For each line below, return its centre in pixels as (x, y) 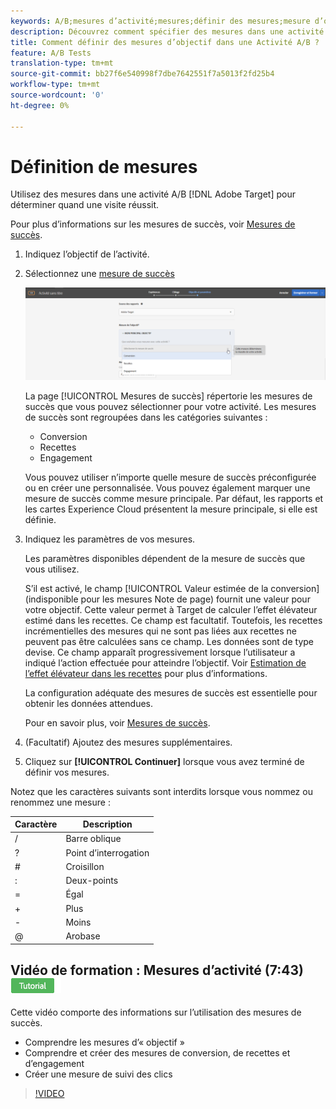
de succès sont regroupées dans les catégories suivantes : (146, 417)
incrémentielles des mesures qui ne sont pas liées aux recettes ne (160, 631)
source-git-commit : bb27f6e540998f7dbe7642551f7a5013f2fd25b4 (142, 74)
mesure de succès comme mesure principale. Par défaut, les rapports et (174, 498)
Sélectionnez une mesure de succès (99, 274)
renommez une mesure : (60, 802)
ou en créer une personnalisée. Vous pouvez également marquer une (167, 487)
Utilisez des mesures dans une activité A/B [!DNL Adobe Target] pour (153, 194)
